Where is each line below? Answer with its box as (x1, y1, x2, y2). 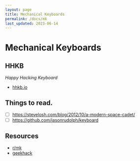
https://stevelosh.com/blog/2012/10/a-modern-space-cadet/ (12, 112, 135, 118)
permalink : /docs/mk (5, 16, 48, 21)
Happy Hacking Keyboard (5, 75, 58, 81)
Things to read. (5, 98, 53, 107)
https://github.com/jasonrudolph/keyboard (12, 117, 99, 123)
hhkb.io (12, 84, 28, 90)
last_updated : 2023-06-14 (5, 21, 58, 26)
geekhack (12, 150, 33, 156)
